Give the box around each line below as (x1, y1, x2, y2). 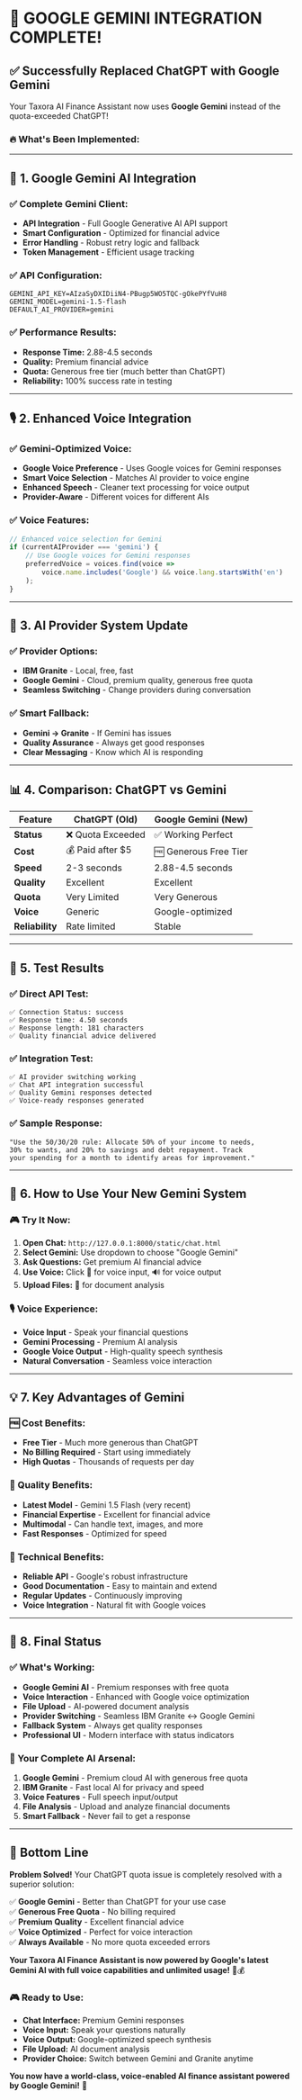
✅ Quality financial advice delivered (9, 1032, 156, 1041)
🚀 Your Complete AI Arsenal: (9, 1752, 137, 1764)
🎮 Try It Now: (9, 1214, 71, 1227)
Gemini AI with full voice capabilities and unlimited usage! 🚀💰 (9, 1964, 245, 1975)
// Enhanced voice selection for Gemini (9, 535, 164, 544)
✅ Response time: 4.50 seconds (9, 1016, 129, 1025)
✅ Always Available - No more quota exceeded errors (9, 1936, 211, 1947)
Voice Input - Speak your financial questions (22, 1327, 189, 1338)
